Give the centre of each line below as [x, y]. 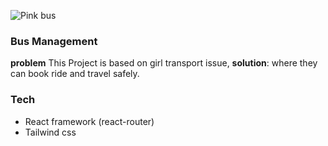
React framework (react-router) [89, 121]
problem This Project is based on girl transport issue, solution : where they [164, 63]
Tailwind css [50, 132]
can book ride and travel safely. [75, 74]
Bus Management [54, 41]
